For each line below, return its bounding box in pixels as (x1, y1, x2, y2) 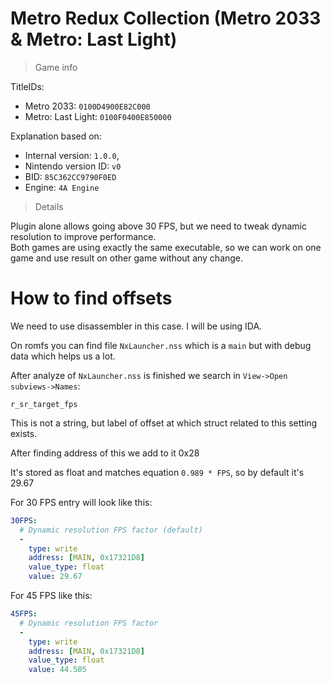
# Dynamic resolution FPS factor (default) (19, 525, 203, 535)
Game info (34, 61, 78, 73)
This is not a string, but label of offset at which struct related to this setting (10, 417, 318, 429)
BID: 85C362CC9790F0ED (24, 170, 117, 182)
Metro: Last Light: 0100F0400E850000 (24, 110, 172, 122)
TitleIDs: (10, 80, 45, 92)
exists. (10, 427, 38, 439)
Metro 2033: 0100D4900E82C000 (24, 100, 151, 112)
